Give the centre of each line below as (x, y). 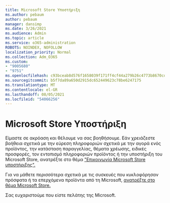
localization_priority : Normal (38, 52)
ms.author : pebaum (25, 15)
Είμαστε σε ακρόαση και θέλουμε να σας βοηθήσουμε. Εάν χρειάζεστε (80, 138)
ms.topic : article (25, 38)
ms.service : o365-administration (40, 43)
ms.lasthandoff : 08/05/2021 (35, 94)
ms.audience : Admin (26, 33)
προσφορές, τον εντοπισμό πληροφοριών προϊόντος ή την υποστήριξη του (84, 154)
